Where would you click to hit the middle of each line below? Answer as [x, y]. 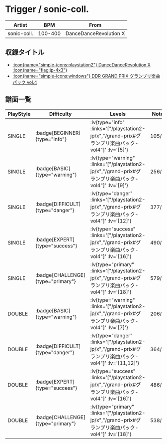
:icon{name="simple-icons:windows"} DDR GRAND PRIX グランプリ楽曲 [86, 76]
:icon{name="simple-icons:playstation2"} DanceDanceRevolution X [81, 65]
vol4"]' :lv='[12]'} [111, 221]
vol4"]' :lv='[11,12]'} [115, 363]
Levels [118, 114]
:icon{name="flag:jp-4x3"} [40, 70]
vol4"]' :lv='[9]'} [109, 185]
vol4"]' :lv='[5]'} [109, 150]
